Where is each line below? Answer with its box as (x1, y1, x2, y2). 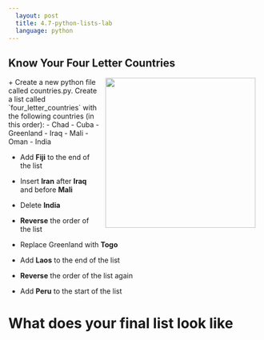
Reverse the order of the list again (19, 271, 134, 281)
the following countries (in (8, 111, 94, 121)
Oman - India (8, 137, 52, 146)
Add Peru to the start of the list (19, 286, 122, 296)
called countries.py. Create (8, 86, 98, 96)
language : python (15, 26, 74, 34)
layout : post (15, 11, 59, 20)
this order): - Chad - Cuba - (8, 120, 100, 130)
